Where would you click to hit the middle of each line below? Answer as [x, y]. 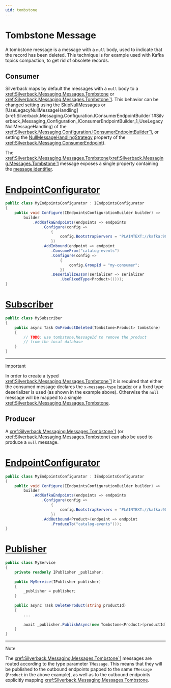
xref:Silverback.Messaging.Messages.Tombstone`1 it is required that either [83, 381]
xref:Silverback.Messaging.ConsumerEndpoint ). [55, 143]
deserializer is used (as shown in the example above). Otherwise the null [82, 392]
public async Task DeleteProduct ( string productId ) [70, 606]
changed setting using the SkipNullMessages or [55, 105]
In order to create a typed [32, 376]
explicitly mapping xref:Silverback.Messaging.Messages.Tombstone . [77, 680]
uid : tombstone [21, 10]
